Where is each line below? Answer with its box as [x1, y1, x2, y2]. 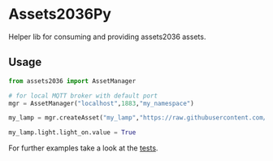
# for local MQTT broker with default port [8, 91, 158, 100]
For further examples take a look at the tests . [8, 143, 158, 153]
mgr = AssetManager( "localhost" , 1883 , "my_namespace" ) [8, 99, 195, 107]
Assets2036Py [8, 5, 112, 24]
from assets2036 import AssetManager [8, 76, 136, 85]
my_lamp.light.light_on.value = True [8, 128, 136, 137]
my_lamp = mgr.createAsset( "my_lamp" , [8, 114, 140, 122]
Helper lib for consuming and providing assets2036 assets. [8, 32, 206, 41]
